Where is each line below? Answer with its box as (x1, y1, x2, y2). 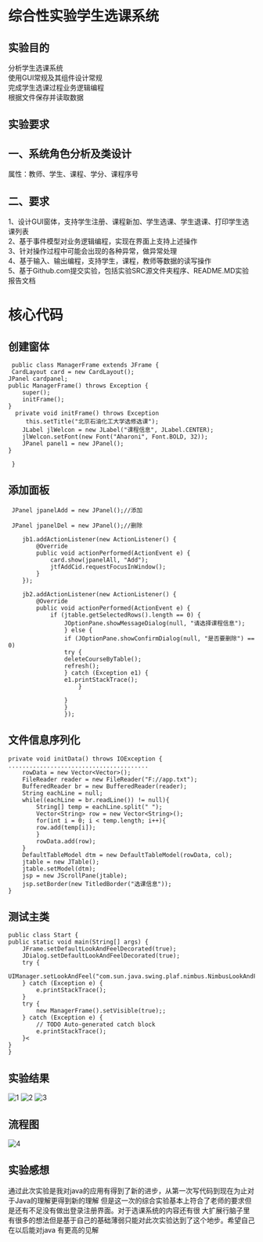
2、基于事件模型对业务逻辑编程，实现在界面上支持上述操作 (8, 236, 198, 246)
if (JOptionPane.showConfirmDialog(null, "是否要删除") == (63, 634, 255, 643)
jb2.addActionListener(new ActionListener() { (22, 590, 177, 598)
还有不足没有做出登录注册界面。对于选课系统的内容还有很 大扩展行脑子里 (14, 1205, 250, 1215)
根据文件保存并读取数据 (8, 93, 84, 102)
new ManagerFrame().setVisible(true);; (36, 1007, 167, 1015)
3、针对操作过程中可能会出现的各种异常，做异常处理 (8, 247, 178, 256)
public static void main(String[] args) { (8, 938, 149, 947)
